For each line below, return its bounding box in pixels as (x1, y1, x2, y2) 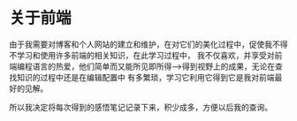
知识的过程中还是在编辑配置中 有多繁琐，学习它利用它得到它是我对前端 (16, 72, 275, 82)
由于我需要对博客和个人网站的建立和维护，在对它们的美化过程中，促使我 (9, 39, 272, 49)
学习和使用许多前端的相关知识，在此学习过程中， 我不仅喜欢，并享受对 (16, 49, 275, 60)
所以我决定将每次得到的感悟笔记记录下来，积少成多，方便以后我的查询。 (9, 102, 272, 112)
